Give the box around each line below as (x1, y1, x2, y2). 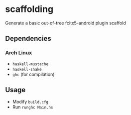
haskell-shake (12, 67, 42, 72)
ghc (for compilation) (12, 71, 55, 77)
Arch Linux (5, 49, 32, 56)
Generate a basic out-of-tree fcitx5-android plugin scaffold (5, 20, 126, 26)
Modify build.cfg (12, 99, 49, 105)
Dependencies (5, 34, 51, 43)
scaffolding (5, 3, 54, 15)
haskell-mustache (12, 61, 49, 67)
